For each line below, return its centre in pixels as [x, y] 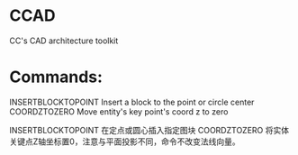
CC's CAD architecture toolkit [64, 41]
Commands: [56, 77]
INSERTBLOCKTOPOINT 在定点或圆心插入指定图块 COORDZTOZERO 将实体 [149, 130]
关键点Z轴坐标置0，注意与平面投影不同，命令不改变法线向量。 [125, 141]
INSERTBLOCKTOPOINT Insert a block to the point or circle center [132, 102]
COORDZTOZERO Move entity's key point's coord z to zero [119, 111]
